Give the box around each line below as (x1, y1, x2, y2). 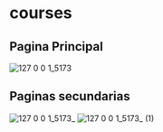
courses (9, 3, 72, 24)
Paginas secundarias (9, 89, 130, 104)
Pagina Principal (9, 39, 104, 54)
